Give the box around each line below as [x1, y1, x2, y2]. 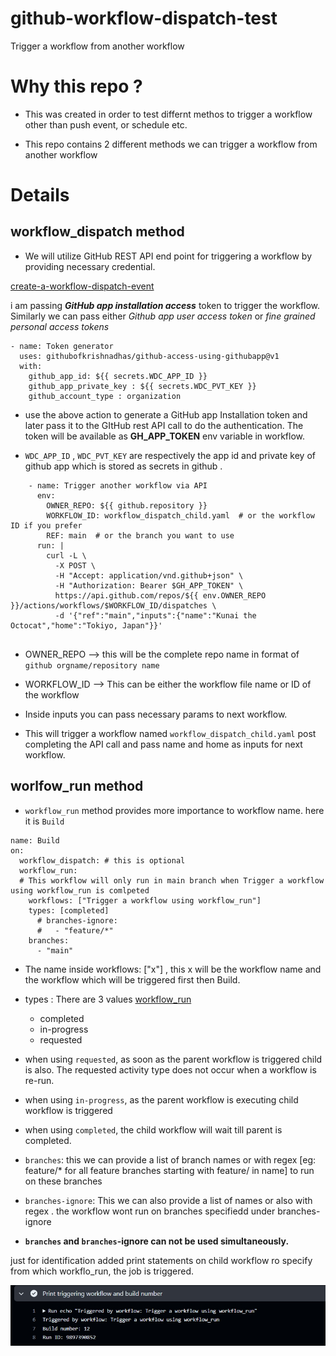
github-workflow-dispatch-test [10, 7, 278, 30]
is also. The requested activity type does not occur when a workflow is [24, 1063, 317, 1076]
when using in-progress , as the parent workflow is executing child [24, 1093, 299, 1106]
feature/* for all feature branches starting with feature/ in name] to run [24, 1164, 315, 1176]
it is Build [24, 815, 65, 827]
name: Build [10, 835, 60, 846]
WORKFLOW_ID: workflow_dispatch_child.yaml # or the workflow [46, 510, 315, 521]
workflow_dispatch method [10, 223, 185, 241]
